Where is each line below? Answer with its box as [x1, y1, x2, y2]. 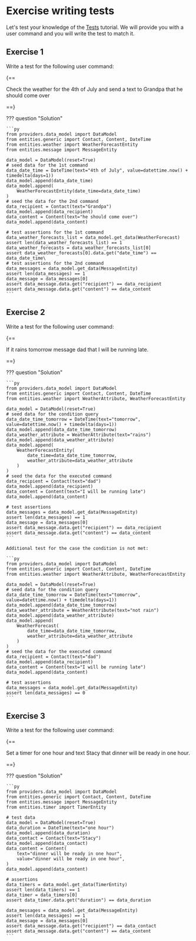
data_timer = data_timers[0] [6, 892, 78, 898]
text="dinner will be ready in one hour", [16, 851, 122, 857]
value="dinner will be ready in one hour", [16, 856, 125, 862]
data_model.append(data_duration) [6, 830, 91, 836]
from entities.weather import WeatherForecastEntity [6, 142, 138, 147]
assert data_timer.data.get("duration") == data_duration [6, 897, 151, 903]
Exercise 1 [6, 47, 44, 57]
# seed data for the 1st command [6, 162, 88, 168]
